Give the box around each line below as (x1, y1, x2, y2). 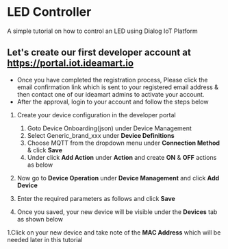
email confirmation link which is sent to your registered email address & (16, 83, 219, 91)
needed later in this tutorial (7, 235, 83, 244)
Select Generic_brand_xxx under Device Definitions (27, 131, 175, 139)
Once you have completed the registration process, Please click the (16, 75, 208, 84)
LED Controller (7, 4, 92, 20)
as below (27, 161, 53, 169)
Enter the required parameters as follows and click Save (16, 194, 176, 202)
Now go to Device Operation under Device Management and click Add (16, 174, 220, 182)
